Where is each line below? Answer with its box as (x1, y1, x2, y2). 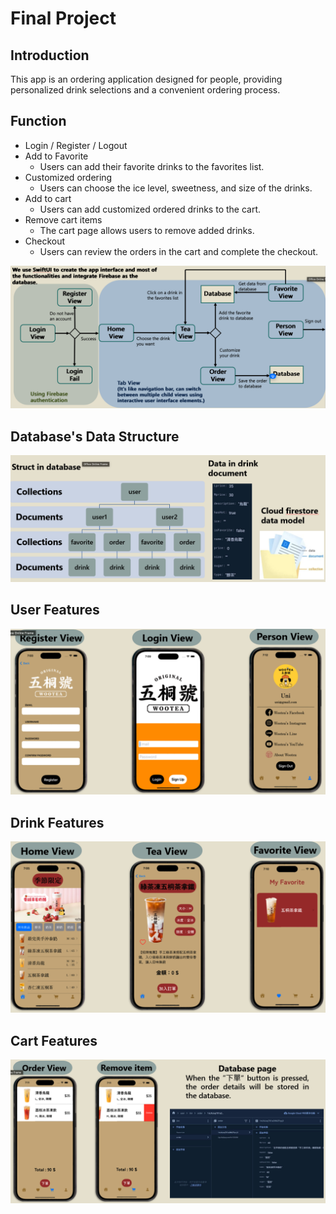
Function (10, 113, 67, 130)
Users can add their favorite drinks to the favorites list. (39, 160, 265, 172)
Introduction (10, 47, 90, 64)
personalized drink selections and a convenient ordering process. (10, 84, 281, 96)
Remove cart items (24, 213, 103, 226)
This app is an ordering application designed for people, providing (10, 73, 283, 85)
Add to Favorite (24, 150, 89, 162)
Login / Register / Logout (24, 139, 128, 151)
